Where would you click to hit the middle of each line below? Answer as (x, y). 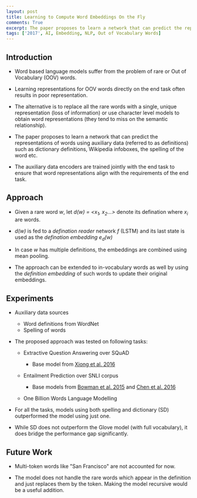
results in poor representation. (51, 95)
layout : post (22, 11)
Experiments (30, 298)
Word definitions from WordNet (61, 324)
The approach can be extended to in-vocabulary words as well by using (101, 267)
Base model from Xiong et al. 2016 (74, 364)
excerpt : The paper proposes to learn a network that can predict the (94, 28)
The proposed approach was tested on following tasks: (81, 342)
